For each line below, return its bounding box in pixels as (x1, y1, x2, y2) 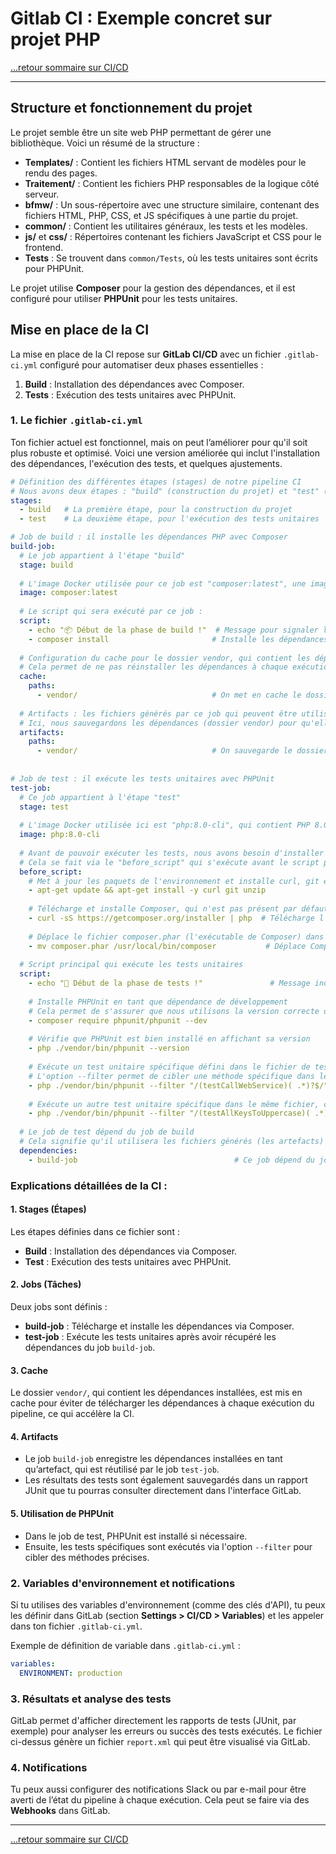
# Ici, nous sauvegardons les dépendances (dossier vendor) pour (19, 718, 298, 728)
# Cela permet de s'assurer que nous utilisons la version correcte (28, 1006, 320, 1016)
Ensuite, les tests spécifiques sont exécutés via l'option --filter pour (24, 1540, 313, 1552)
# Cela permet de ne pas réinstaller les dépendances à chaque (19, 662, 288, 672)
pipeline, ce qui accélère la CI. (10, 1408, 135, 1420)
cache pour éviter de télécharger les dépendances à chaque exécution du (10, 1397, 315, 1409)
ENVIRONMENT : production (19, 1668, 123, 1678)
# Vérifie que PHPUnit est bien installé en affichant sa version (28, 1034, 311, 1044)
